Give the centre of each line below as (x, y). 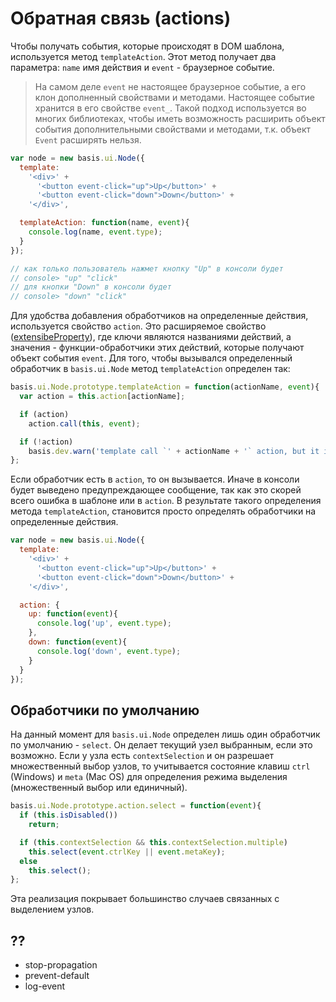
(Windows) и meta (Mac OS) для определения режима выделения (149, 777)
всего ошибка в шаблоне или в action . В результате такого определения (166, 501)
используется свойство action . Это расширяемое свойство (138, 326)
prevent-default (57, 976)
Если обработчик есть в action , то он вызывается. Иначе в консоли (155, 479)
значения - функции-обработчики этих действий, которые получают (157, 348)
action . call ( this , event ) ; (84, 423)
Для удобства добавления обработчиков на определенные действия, (159, 316)
